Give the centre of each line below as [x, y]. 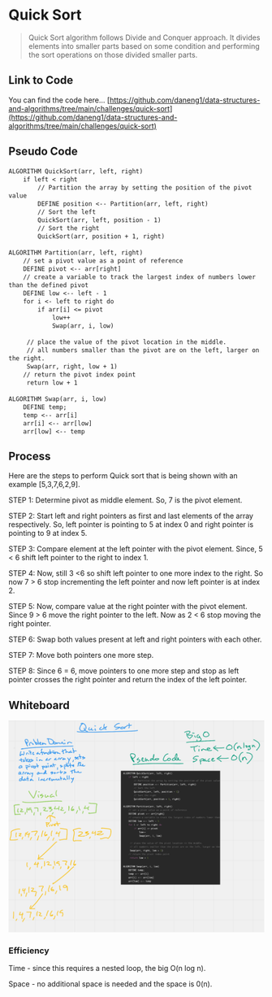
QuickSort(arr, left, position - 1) [99, 220]
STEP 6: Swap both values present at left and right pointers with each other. [135, 639]
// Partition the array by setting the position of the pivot [145, 187]
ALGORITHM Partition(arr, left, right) [76, 253]
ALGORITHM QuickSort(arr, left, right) [76, 171]
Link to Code [41, 80]
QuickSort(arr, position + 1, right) [101, 236]
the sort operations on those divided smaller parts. [113, 54]
